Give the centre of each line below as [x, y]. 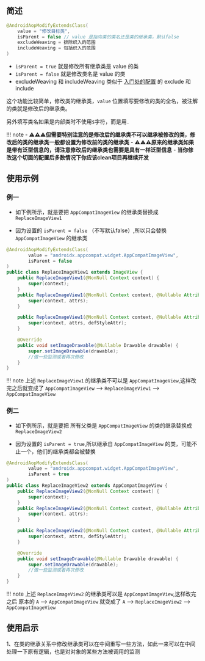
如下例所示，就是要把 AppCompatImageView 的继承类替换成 [87, 212]
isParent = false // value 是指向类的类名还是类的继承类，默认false [98, 37]
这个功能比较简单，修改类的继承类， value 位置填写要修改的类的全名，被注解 [102, 101]
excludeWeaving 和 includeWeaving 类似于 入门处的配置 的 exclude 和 [103, 82]
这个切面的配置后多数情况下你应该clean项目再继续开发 [80, 158]
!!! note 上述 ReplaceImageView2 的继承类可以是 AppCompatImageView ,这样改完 [101, 594]
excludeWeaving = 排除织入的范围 [56, 42]
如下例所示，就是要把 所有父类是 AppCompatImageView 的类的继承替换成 [103, 425]
